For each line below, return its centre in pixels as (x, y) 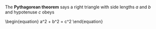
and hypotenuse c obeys (30, 12)
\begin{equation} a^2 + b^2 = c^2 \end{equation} (54, 22)
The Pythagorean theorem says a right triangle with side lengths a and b (78, 7)
